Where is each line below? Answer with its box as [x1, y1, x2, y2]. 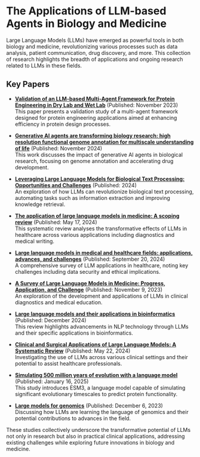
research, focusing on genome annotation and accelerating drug [14, 157, 174, 165]
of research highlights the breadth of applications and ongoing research [6, 55, 183, 63]
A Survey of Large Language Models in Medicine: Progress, [14, 279, 166, 287]
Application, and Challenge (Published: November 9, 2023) [14, 286, 163, 293]
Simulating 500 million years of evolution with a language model [14, 371, 178, 378]
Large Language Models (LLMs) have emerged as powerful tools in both [6, 36, 184, 44]
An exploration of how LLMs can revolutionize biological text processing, [14, 188, 194, 195]
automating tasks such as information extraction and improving [14, 194, 170, 201]
